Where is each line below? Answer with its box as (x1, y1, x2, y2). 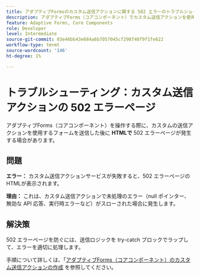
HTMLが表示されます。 (6, 180, 62, 187)
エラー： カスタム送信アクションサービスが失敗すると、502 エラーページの (6, 172, 190, 179)
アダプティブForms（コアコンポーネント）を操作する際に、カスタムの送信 (6, 122, 188, 129)
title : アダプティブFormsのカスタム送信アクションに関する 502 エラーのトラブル (6, 8, 185, 15)
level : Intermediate (6, 31, 58, 37)
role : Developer (6, 25, 46, 32)
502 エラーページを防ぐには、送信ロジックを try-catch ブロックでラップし (6, 236, 189, 243)
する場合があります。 (6, 137, 58, 144)
